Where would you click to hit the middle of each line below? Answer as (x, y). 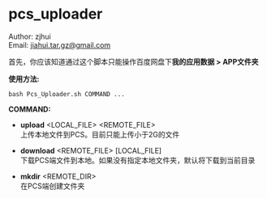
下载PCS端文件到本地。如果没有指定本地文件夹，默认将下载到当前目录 (138, 160)
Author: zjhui (30, 36)
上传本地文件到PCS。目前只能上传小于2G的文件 (100, 134)
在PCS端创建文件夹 (52, 186)
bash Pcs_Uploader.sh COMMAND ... (67, 94)
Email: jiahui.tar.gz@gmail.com (60, 44)
